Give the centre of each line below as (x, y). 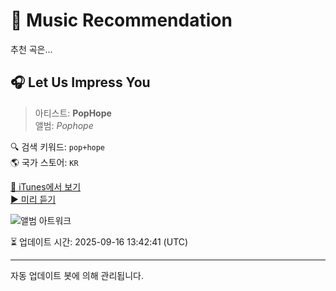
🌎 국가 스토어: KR (44, 162)
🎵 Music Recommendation (121, 20)
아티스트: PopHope (73, 113)
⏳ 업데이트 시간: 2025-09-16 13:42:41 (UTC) (99, 241)
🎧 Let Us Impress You (80, 82)
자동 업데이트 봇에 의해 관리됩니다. (77, 275)
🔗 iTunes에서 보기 (46, 186)
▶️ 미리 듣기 (33, 199)
